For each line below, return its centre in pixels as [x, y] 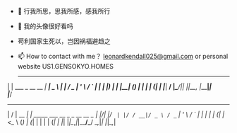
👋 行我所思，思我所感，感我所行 [64, 11]
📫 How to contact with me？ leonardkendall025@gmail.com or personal [123, 56]
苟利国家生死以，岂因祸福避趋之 [64, 41]
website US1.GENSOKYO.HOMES [66, 66]
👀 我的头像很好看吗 [45, 26]
